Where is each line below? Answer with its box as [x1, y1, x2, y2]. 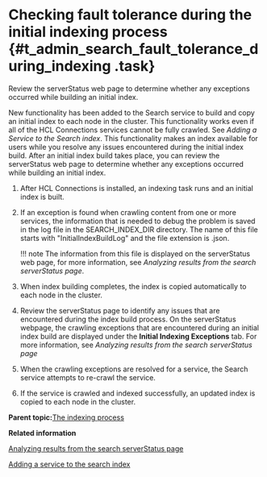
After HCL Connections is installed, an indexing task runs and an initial [19, 183, 254, 193]
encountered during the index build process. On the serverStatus [19, 314, 236, 324]
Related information [8, 428, 77, 438]
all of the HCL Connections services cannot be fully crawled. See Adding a [8, 125, 257, 135]
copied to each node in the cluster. [19, 396, 136, 406]
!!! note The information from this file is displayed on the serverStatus [19, 248, 251, 259]
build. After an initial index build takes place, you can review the [8, 151, 220, 160]
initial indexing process [8, 23, 168, 41]
